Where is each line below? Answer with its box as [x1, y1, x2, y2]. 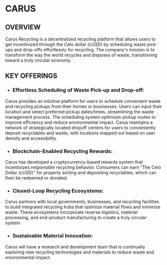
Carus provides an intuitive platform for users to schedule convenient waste [5, 98, 161, 104]
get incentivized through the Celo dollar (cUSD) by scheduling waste [5, 41, 146, 47]
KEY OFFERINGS [5, 72, 57, 80]
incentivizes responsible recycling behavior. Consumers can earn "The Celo [5, 164, 161, 170]
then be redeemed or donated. [5, 175, 68, 181]
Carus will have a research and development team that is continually [5, 244, 146, 250]
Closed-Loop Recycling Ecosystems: [12, 187, 104, 194]
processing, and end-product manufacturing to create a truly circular [5, 215, 147, 221]
